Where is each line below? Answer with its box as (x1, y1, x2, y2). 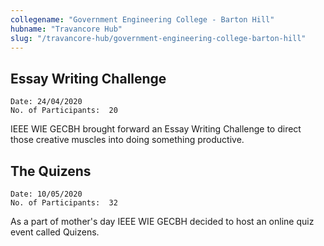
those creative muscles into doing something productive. (10, 134, 245, 146)
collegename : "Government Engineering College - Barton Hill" (10, 14, 275, 25)
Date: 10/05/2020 (10, 189, 83, 199)
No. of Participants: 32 (10, 198, 118, 208)
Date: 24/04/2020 (10, 97, 83, 107)
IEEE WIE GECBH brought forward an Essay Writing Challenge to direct (10, 123, 302, 135)
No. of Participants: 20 (10, 106, 118, 116)
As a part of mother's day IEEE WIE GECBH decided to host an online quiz (10, 216, 315, 227)
